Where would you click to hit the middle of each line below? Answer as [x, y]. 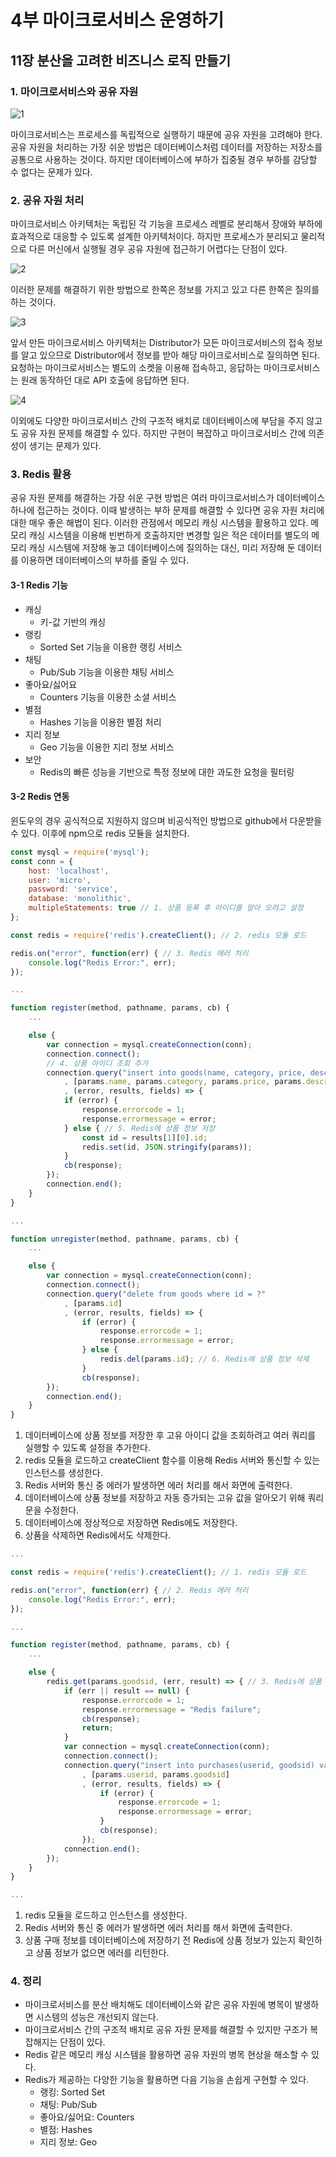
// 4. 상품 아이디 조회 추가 [97, 1063]
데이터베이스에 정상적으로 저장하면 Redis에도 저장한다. [131, 1523]
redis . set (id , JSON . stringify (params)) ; [167, 1147]
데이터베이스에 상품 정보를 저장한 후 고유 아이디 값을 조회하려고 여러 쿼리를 [170, 1435]
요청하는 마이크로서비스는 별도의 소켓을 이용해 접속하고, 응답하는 [136, 368]
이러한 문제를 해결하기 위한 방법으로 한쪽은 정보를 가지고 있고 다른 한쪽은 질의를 [165, 290]
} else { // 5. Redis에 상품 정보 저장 [139, 1128]
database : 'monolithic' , [80, 899]
